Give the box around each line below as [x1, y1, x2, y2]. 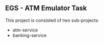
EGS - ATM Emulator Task [5, 4, 87, 12]
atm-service [12, 27, 38, 33]
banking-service [12, 32, 47, 38]
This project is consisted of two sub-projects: [5, 17, 99, 23]
